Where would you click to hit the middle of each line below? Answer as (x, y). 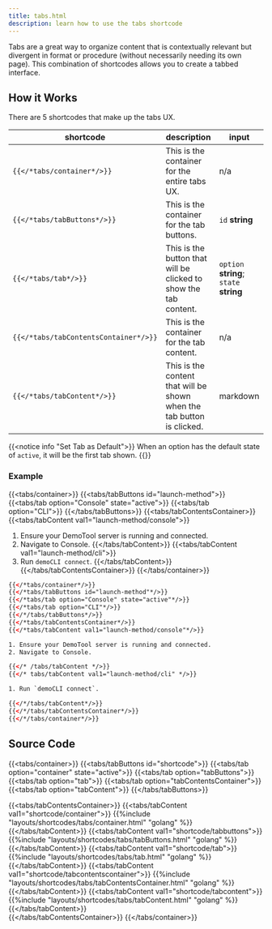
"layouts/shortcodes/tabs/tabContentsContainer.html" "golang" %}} (121, 882)
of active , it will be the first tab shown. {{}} (80, 456)
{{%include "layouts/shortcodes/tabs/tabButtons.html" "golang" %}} (123, 839)
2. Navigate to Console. (50, 652)
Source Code (42, 744)
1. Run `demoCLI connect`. (54, 689)
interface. (24, 72)
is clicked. (185, 426)
